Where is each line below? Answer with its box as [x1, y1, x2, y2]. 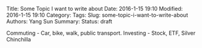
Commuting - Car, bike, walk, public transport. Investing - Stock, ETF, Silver [6, 29, 196, 37]
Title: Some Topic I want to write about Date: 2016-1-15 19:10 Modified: [6, 5, 183, 12]
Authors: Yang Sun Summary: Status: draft [6, 18, 113, 25]
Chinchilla [6, 36, 32, 43]
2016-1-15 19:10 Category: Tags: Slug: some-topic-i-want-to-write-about [6, 11, 189, 19]
